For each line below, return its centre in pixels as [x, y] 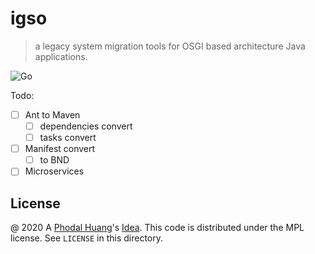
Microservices [54, 171]
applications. [61, 56]
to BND [54, 160]
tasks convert [68, 138]
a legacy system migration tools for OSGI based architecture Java [170, 46]
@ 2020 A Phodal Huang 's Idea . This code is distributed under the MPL [157, 228]
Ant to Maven [52, 114]
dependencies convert [86, 126]
